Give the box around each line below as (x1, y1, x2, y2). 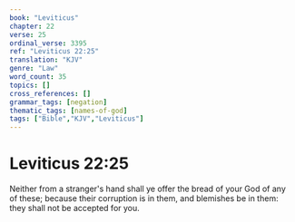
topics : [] (9, 81, 51, 90)
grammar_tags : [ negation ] (9, 97, 107, 107)
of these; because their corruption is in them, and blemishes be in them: (9, 193, 279, 204)
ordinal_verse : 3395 (9, 38, 88, 48)
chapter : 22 (9, 22, 54, 31)
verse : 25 (9, 30, 47, 39)
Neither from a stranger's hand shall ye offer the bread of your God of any (9, 183, 286, 195)
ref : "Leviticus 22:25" (9, 47, 100, 56)
